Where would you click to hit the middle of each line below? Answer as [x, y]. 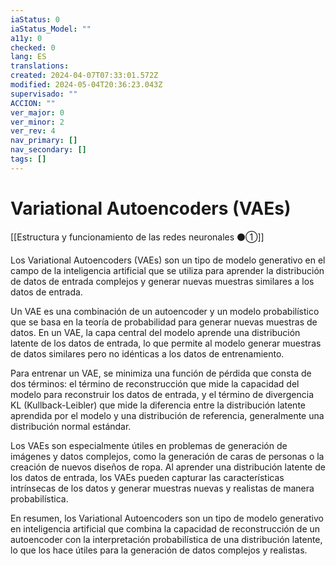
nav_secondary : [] [48, 150]
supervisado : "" [44, 94]
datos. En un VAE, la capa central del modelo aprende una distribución [155, 332]
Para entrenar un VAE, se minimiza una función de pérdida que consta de [161, 373]
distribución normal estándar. [71, 426]
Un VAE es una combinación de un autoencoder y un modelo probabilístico [165, 311]
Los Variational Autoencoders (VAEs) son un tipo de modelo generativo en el [168, 260]
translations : [40, 66]
